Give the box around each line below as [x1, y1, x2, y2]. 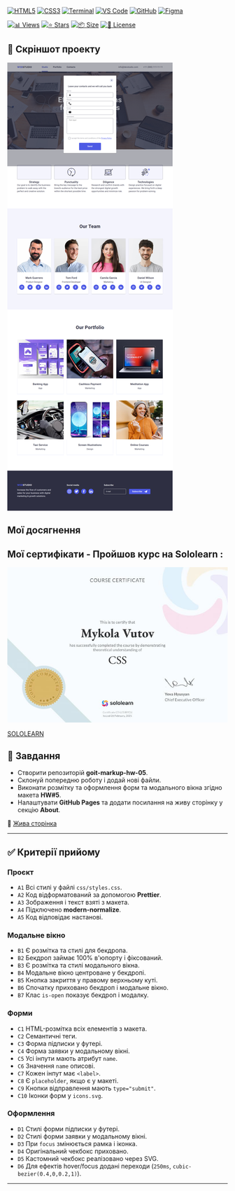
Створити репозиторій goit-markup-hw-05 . [17, 769, 148, 777]
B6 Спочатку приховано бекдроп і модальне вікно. [17, 984, 169, 992]
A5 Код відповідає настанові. [17, 912, 104, 921]
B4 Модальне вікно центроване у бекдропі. [17, 968, 146, 977]
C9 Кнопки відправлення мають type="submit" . [17, 1084, 156, 1092]
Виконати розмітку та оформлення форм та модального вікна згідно [17, 783, 222, 792]
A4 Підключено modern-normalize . [17, 905, 121, 914]
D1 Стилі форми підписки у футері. [17, 1124, 120, 1133]
